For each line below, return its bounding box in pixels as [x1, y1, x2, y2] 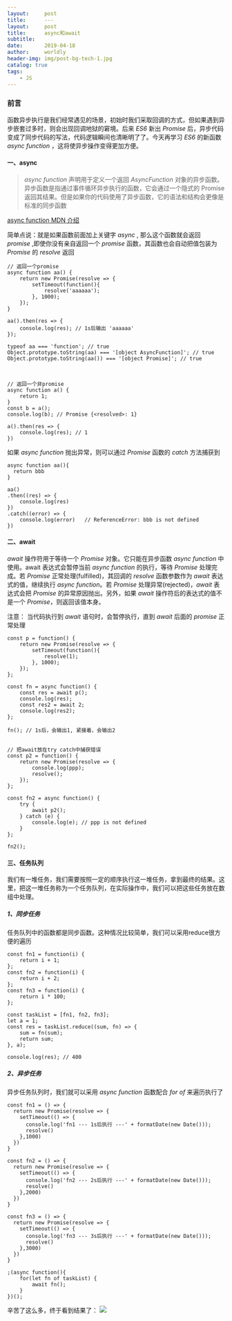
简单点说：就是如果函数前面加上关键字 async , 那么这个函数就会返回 [7, 230, 201, 239]
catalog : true [7, 62, 48, 68]
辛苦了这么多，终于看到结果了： [7, 1306, 98, 1315]
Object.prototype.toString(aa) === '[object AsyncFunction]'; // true [7, 349, 215, 356]
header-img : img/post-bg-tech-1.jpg [7, 55, 113, 62]
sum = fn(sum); [19, 1030, 64, 1037]
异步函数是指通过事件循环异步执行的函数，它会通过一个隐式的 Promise [23, 184, 225, 192]
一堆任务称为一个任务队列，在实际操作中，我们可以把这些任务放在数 [30, 884, 225, 892]
